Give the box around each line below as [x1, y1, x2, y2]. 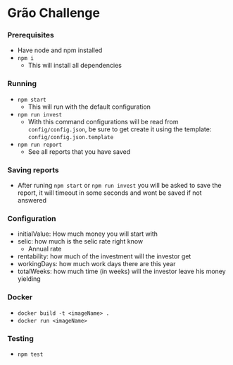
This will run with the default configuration [27, 102, 151, 111]
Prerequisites [7, 30, 54, 40]
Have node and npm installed [17, 46, 103, 54]
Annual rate [27, 245, 62, 253]
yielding [17, 275, 41, 283]
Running [7, 79, 37, 89]
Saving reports [7, 164, 59, 174]
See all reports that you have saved [27, 147, 131, 156]
